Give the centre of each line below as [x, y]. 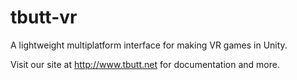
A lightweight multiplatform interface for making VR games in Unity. [149, 45]
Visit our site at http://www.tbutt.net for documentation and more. [145, 64]
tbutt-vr [44, 17]
